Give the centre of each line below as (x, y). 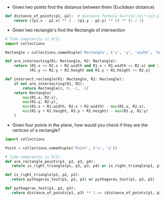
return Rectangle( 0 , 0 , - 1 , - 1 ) (56, 88)
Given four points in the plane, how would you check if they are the (80, 125)
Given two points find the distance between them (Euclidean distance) (83, 7)
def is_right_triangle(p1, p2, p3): (42, 175)
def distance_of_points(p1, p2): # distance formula (61, 16)
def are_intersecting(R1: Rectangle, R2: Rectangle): (61, 61)
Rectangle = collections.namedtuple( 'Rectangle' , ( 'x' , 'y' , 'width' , (79, 52)
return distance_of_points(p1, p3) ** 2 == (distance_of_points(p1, (83, 193)
